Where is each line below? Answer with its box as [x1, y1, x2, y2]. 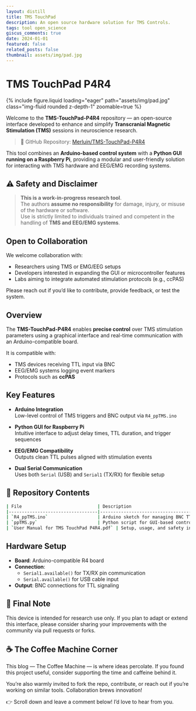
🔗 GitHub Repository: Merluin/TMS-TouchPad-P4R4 [20, 138, 145, 145]
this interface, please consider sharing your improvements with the [6, 620, 167, 627]
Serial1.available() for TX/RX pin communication [23, 569, 146, 576]
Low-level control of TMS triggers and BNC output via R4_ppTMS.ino [14, 412, 177, 419]
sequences [14, 436, 42, 443]
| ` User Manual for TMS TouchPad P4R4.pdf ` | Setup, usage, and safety [6, 525, 184, 531]
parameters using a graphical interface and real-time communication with [6, 332, 183, 339]
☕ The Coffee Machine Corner [6, 645, 118, 655]
